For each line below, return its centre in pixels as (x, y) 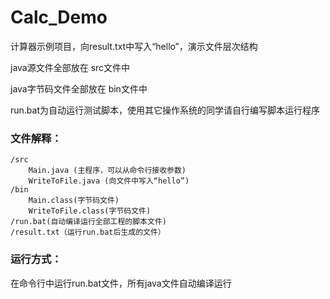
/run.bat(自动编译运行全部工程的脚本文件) (88, 222)
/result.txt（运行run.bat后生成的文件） (88, 232)
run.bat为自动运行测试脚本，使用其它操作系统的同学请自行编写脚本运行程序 (165, 110)
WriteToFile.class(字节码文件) (90, 211)
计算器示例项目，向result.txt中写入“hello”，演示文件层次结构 (134, 46)
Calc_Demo (59, 17)
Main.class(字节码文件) (74, 201)
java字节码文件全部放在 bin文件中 (79, 88)
